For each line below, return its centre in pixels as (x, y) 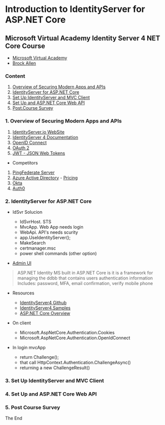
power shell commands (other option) (58, 253)
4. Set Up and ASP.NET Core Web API (51, 394)
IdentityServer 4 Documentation (45, 137)
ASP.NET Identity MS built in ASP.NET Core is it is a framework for (85, 273)
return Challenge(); (39, 357)
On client (22, 323)
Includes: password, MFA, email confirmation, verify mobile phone (85, 283)
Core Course (25, 46)
